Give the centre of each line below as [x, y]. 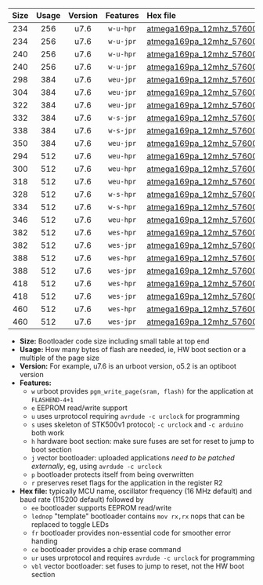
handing [44, 541]
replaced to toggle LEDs [70, 524]
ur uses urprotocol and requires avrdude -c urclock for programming [143, 558]
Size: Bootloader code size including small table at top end [114, 341]
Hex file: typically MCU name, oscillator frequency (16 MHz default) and [136, 491]
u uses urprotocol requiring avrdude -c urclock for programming [135, 416]
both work [48, 433]
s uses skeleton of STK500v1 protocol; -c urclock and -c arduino [137, 424]
